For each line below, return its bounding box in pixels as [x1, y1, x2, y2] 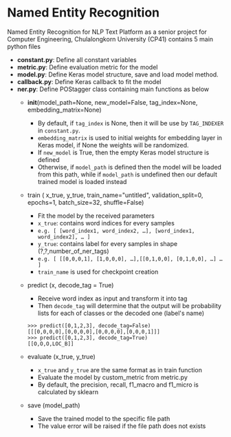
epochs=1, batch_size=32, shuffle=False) [27, 198, 144, 206]
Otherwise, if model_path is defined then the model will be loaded [37, 163, 222, 171]
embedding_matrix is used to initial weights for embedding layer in [37, 133, 222, 142]
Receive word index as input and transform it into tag [37, 294, 188, 303]
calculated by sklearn [37, 387, 98, 396]
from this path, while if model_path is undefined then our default [37, 170, 218, 179]
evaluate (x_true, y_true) [27, 352, 96, 360]
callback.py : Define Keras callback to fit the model [16, 77, 162, 85]
